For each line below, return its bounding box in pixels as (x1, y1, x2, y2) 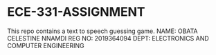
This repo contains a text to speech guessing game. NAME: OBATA (7, 27, 199, 35)
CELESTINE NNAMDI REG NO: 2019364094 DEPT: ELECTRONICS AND (7, 34, 209, 42)
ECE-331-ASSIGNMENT (7, 4, 145, 20)
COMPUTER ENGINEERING (7, 41, 84, 49)
